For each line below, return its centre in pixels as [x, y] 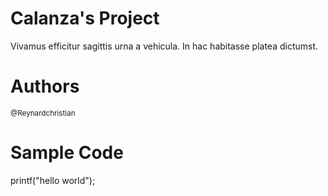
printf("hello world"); [53, 180]
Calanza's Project [85, 18]
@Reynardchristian [43, 113]
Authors [45, 86]
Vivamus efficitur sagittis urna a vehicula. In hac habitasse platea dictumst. [164, 46]
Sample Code [67, 153]
